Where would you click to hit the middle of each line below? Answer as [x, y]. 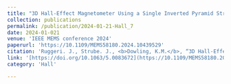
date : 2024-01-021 [33, 32]
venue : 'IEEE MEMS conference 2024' [59, 39]
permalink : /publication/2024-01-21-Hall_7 [70, 26]
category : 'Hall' [32, 64]
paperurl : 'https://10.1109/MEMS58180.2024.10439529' [86, 45]
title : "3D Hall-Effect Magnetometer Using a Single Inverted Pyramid [110, 13]
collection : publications [44, 20]
